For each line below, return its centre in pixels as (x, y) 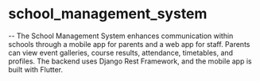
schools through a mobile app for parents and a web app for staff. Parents (129, 44)
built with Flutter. (36, 69)
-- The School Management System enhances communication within (121, 36)
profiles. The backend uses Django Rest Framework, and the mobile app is (130, 61)
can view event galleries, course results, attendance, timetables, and (120, 52)
